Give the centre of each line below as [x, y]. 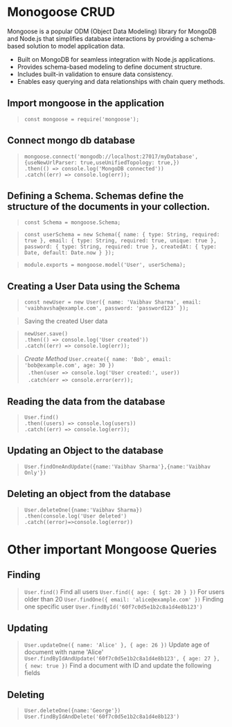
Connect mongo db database [71, 140]
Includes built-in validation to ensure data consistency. [95, 74]
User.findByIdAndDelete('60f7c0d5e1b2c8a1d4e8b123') [102, 717]
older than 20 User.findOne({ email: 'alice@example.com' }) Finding [124, 599]
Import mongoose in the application [86, 104]
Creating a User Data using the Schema [94, 286]
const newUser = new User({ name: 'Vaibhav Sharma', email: [113, 302]
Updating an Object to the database [86, 451]
